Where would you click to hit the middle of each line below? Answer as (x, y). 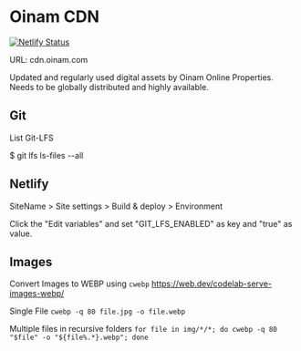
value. (21, 233)
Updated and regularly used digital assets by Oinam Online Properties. (141, 77)
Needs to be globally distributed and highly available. (109, 87)
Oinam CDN (55, 17)
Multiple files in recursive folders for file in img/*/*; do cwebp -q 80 (144, 329)
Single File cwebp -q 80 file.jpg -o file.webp (98, 311)
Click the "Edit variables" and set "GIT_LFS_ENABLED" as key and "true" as (151, 223)
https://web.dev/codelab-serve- (212, 284)
